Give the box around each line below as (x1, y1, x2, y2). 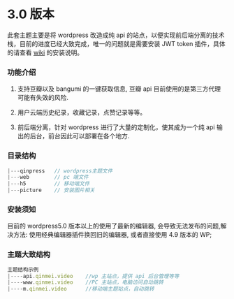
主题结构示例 (7, 266, 39, 273)
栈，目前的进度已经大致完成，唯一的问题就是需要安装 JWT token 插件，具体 (7, 39, 226, 48)
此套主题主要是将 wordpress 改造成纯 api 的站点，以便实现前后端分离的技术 (7, 31, 225, 39)
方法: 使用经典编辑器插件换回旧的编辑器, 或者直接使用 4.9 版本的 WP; (13, 231, 212, 239)
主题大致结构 (7, 249, 51, 259)
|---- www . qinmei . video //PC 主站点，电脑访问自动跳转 (7, 279, 164, 286)
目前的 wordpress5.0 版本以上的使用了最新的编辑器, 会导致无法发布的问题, (7, 221, 221, 231)
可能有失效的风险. (17, 94, 68, 102)
